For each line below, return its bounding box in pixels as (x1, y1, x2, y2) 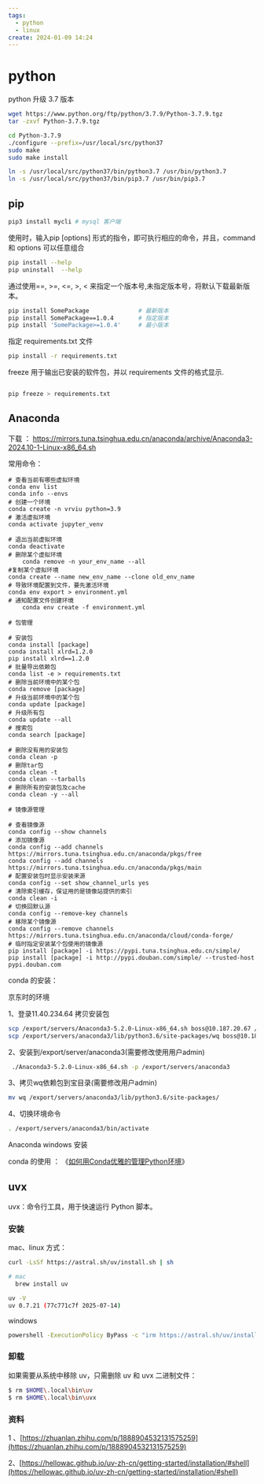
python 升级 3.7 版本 (8, 94, 75, 104)
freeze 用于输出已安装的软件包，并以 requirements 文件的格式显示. (8, 368, 225, 377)
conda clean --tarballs (8, 775, 86, 783)
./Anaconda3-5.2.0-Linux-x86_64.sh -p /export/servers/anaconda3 (11, 1063, 230, 1071)
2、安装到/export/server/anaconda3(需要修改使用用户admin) (8, 1047, 206, 1057)
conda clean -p (8, 753, 58, 761)
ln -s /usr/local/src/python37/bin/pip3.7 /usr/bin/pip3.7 (8, 175, 206, 183)
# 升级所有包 (8, 709, 45, 716)
